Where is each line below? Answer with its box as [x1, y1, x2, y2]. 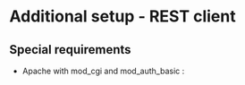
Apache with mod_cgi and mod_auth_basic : [21, 65, 185, 76]
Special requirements [9, 42, 131, 57]
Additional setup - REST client [9, 6, 236, 27]
